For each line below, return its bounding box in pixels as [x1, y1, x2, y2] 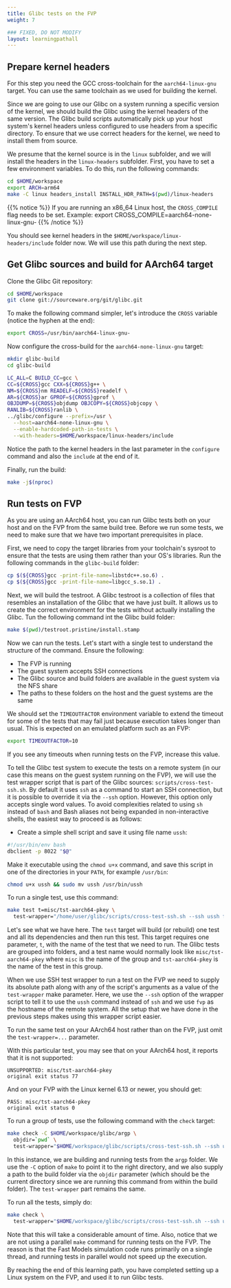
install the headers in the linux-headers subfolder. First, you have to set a [7, 157, 214, 166]
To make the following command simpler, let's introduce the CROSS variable [7, 309, 218, 317]
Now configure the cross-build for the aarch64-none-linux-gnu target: [7, 342, 204, 350]
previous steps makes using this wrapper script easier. [7, 1012, 162, 1021]
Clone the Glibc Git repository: [7, 277, 93, 285]
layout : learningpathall [7, 35, 78, 42]
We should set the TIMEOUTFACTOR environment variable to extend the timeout [7, 709, 223, 717]
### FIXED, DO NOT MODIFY [7, 29, 81, 36]
